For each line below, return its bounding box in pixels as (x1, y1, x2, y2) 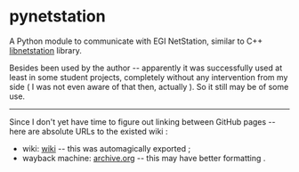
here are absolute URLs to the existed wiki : (9, 126, 168, 136)
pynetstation (9, 6, 106, 27)
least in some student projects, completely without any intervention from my (9, 71, 288, 82)
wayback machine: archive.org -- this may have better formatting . (21, 152, 266, 163)
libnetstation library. (9, 45, 82, 55)
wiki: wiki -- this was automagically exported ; (21, 143, 191, 153)
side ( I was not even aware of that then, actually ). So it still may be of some (9, 81, 289, 92)
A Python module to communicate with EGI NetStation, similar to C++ (9, 36, 263, 46)
